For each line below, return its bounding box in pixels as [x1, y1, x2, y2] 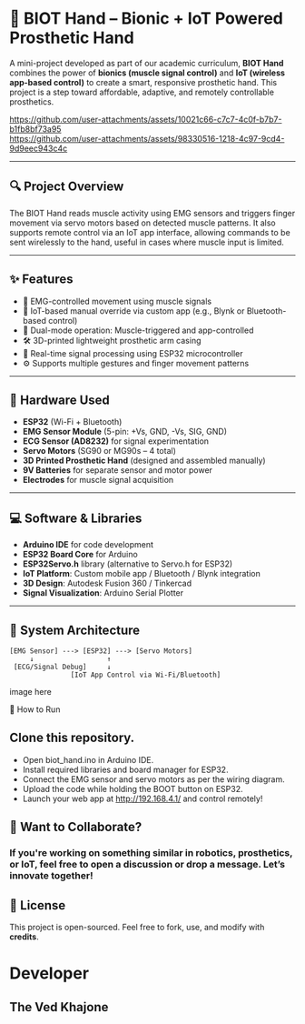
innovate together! [9, 869, 93, 882]
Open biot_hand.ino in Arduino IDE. [22, 754, 154, 765]
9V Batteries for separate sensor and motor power [22, 465, 213, 476]
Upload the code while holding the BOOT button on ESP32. [22, 783, 243, 794]
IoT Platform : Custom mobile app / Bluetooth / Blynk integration [22, 568, 261, 579]
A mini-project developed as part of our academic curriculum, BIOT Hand [9, 57, 284, 68]
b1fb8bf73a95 [9, 123, 62, 135]
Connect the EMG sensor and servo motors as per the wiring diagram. [22, 773, 285, 785]
